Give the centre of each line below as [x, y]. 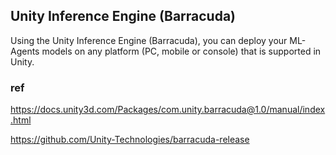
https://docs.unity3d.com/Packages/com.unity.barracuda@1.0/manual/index [168, 110]
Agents [25, 51]
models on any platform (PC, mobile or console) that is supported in [181, 51]
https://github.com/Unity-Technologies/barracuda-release [130, 140]
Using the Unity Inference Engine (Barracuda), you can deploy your [149, 40]
